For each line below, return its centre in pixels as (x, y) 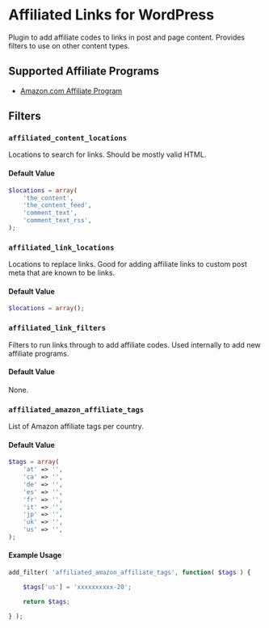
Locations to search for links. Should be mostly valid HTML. (107, 154)
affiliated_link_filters (57, 328)
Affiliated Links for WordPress (111, 15)
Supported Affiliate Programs (84, 72)
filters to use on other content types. (69, 45)
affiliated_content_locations (68, 138)
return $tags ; (46, 601)
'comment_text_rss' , (57, 221)
